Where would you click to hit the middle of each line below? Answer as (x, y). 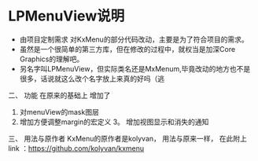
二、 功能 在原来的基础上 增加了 (59, 95)
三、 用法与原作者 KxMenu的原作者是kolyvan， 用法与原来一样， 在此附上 (128, 138)
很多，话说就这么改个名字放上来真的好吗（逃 (92, 79)
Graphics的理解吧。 (52, 59)
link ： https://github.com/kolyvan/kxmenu (76, 148)
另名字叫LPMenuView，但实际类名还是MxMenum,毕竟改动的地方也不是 (135, 68)
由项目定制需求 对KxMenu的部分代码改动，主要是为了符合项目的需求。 (134, 39)
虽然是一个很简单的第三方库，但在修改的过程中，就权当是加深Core (127, 49)
